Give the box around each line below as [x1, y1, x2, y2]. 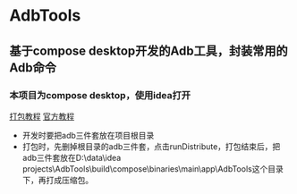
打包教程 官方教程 [9, 111, 74, 122]
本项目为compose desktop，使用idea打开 [9, 89, 191, 101]
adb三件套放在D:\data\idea [21, 152, 122, 163]
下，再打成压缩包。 [21, 174, 94, 185]
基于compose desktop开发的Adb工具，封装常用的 [9, 43, 288, 58]
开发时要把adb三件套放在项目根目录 [21, 130, 155, 140]
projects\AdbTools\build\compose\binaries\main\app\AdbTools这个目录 [21, 163, 284, 174]
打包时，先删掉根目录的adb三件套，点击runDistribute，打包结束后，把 [21, 140, 281, 152]
